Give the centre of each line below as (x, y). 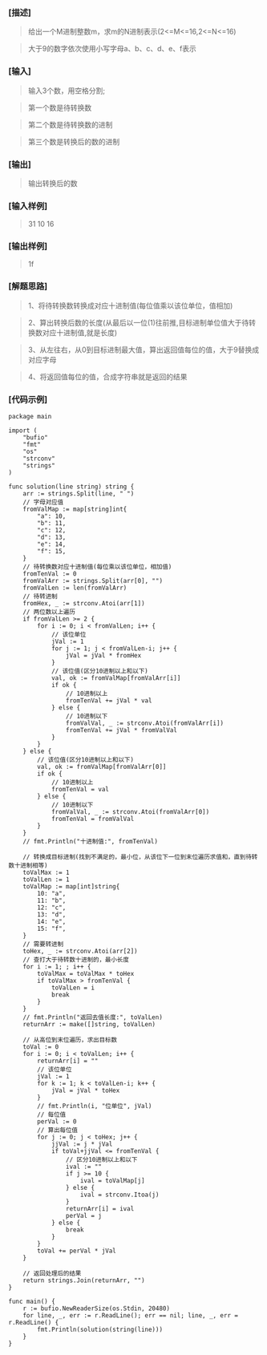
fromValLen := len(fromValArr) (75, 588)
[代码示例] (28, 399)
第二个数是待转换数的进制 (70, 124)
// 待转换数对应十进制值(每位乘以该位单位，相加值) (97, 567)
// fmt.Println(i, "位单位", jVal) (95, 1106)
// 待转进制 (40, 597)
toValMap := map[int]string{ (71, 887)
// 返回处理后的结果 (52, 1274)
